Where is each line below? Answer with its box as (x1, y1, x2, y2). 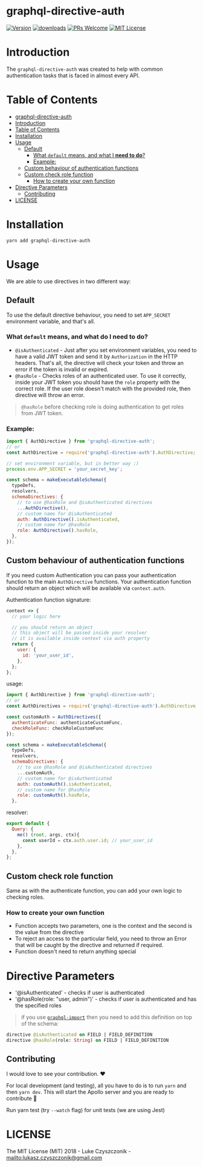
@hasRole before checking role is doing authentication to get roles (21, 403, 184, 410)
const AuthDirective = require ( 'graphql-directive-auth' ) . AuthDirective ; (6, 449, 196, 456)
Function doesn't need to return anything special (14, 948, 137, 955)
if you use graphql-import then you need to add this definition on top (21, 1013, 192, 1021)
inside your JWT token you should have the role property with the (14, 378, 180, 386)
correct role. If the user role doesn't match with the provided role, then (14, 385, 191, 392)
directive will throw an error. (14, 391, 85, 398)
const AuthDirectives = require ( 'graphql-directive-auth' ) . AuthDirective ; (6, 703, 199, 710)
